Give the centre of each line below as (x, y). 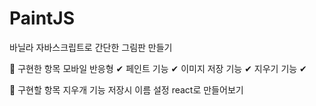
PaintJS (42, 18)
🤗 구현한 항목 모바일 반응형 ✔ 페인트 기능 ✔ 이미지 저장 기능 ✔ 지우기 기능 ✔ (158, 68)
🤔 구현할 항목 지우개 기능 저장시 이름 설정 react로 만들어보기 (126, 89)
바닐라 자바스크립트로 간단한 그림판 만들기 (91, 47)
